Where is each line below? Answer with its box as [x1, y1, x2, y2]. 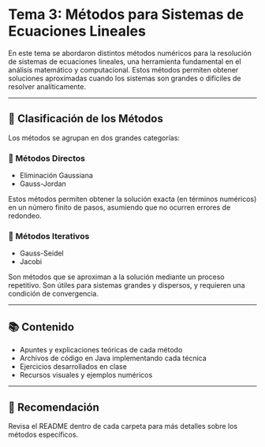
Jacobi [19, 257, 43, 266]
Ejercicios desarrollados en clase [19, 362, 128, 371]
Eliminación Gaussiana [19, 171, 93, 181]
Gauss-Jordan [19, 179, 67, 188]
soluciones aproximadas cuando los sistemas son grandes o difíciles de [8, 73, 242, 83]
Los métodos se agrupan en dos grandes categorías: [8, 132, 180, 143]
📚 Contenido [8, 320, 75, 333]
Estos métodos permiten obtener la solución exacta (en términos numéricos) [8, 195, 257, 204]
